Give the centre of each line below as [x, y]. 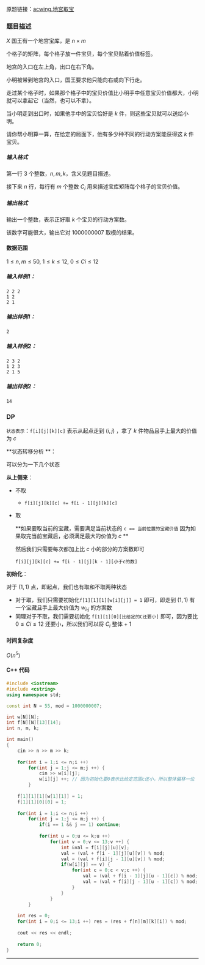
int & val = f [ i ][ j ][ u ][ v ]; [95, 847]
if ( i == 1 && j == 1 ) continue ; [80, 825]
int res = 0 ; [34, 916]
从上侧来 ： [20, 478]
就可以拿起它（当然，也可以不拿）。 [50, 100]
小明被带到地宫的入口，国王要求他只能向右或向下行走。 [76, 80]
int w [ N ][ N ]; [23, 717]
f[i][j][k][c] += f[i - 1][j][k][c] [71, 503]
